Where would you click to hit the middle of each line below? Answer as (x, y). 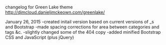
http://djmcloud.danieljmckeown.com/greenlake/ (55, 12)
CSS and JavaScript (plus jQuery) (40, 37)
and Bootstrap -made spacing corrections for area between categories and (82, 27)
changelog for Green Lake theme (39, 7)
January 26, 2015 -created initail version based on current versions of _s (80, 22)
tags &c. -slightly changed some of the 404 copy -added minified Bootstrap (83, 32)
